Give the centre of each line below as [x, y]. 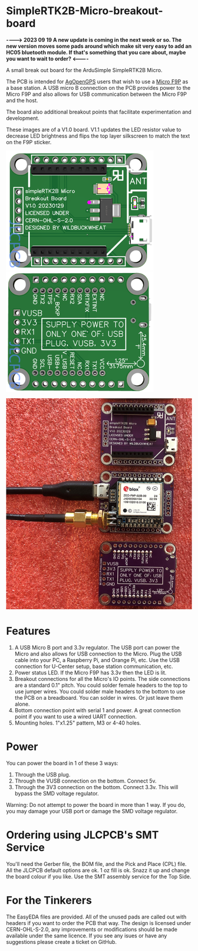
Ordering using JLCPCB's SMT [82, 835]
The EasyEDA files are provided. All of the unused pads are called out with [96, 917]
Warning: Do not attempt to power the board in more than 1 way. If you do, [96, 804]
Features [28, 631]
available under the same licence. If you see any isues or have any [87, 936]
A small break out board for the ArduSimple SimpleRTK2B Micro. [84, 70]
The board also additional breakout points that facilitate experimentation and [99, 112]
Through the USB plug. [42, 774]
